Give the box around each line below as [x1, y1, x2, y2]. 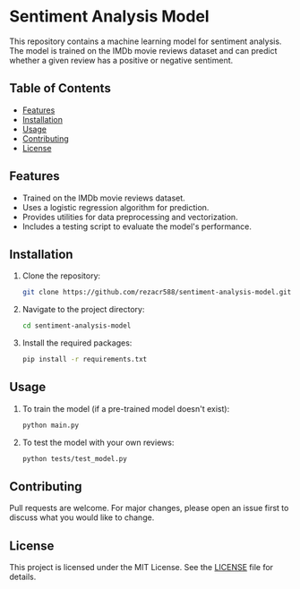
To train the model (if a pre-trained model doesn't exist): [21, 403, 230, 414]
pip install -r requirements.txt [21, 355, 148, 364]
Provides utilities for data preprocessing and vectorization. [21, 211, 239, 222]
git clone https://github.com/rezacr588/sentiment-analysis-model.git [21, 288, 292, 297]
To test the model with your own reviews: [21, 437, 175, 448]
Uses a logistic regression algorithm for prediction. [21, 201, 210, 212]
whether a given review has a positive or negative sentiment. [9, 55, 234, 65]
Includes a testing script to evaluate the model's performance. [21, 221, 253, 232]
